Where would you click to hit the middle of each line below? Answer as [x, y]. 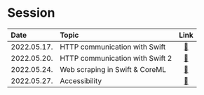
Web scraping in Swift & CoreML [113, 69]
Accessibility [81, 80]
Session [31, 13]
